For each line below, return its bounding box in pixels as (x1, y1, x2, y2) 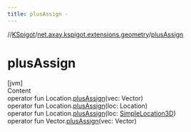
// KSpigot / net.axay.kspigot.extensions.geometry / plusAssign (7, 30, 184, 39)
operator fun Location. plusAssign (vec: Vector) (7, 93, 144, 102)
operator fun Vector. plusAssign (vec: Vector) (7, 116, 137, 125)
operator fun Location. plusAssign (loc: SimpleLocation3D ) (7, 108, 176, 118)
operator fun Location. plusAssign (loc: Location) (7, 101, 148, 110)
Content (7, 86, 31, 95)
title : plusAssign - (7, 10, 69, 18)
